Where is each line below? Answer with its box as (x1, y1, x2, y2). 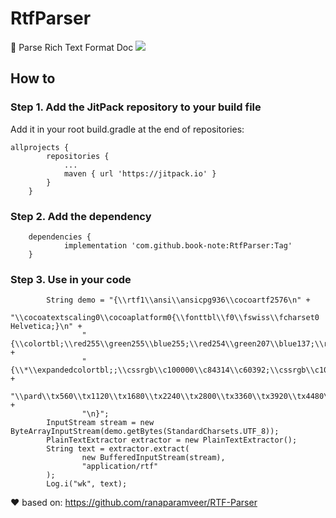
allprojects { (10, 142, 70, 152)
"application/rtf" (81, 462, 159, 472)
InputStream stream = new (46, 418, 155, 428)
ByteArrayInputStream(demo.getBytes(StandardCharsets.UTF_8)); (10, 427, 280, 437)
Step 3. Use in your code (10, 272, 132, 286)
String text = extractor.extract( (46, 444, 190, 454)
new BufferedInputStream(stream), (81, 453, 226, 463)
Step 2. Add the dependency (10, 209, 152, 223)
